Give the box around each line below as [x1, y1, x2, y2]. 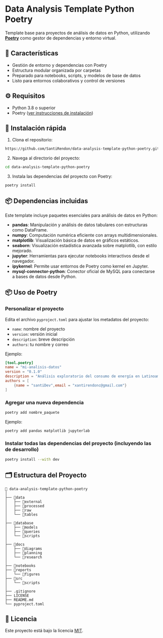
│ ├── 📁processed [5, 503, 45, 508]
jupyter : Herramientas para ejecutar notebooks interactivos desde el [12, 252, 149, 259]
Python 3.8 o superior [12, 105, 56, 111]
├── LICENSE [5, 593, 29, 598]
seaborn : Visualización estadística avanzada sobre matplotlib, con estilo [12, 242, 157, 248]
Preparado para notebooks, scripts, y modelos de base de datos [12, 72, 141, 78]
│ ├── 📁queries [5, 529, 40, 534]
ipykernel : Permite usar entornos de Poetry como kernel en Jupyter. [12, 263, 149, 269]
